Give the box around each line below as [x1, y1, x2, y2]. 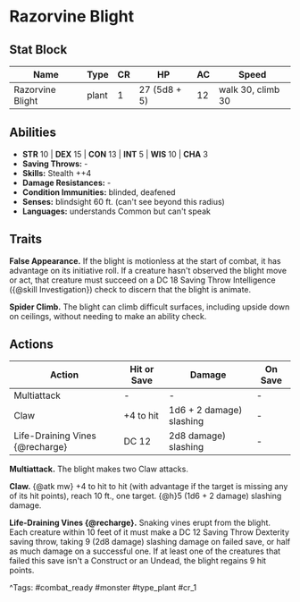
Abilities [9, 125, 56, 140]
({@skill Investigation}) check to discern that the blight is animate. [9, 284, 252, 294]
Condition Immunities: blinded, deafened [21, 186, 176, 198]
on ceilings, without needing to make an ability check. [9, 310, 207, 321]
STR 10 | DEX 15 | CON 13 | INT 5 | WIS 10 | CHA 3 [21, 148, 208, 159]
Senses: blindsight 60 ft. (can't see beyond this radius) [21, 196, 225, 207]
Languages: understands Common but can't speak [21, 206, 212, 216]
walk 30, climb [218, 83, 280, 96]
